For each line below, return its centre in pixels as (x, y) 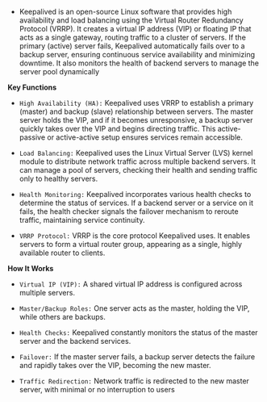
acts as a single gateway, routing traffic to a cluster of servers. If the (133, 37)
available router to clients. (62, 253)
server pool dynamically (59, 71)
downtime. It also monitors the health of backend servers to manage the (139, 63)
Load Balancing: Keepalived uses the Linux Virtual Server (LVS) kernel (136, 153)
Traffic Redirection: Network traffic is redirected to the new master (134, 381)
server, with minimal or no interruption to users (97, 389)
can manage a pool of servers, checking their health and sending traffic (138, 170)
